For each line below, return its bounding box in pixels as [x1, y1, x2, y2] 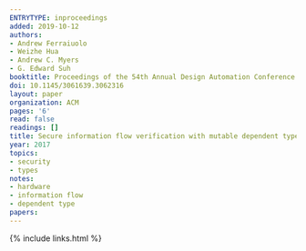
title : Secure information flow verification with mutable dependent [9, 132, 280, 141]
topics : [9, 148, 39, 157]
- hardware [9, 183, 51, 192]
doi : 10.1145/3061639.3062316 [9, 81, 125, 90]
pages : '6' [9, 106, 51, 115]
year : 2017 [9, 140, 51, 149]
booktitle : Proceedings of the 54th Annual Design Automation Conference [9, 73, 296, 82]
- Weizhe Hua [9, 47, 59, 56]
